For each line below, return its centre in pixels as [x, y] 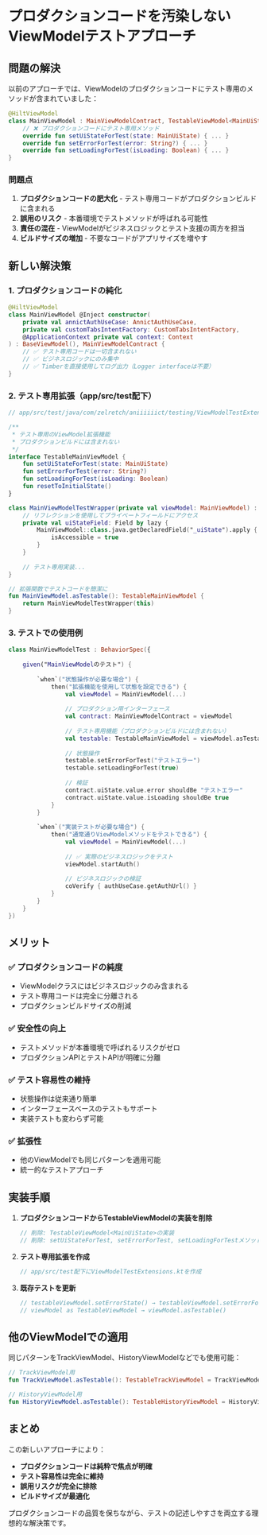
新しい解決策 [40, 266]
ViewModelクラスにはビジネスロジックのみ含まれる [104, 986]
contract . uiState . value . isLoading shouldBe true [147, 797]
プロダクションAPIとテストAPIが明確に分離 [90, 1057]
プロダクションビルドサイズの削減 [75, 1006]
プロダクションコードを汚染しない [120, 16]
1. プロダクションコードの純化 [65, 290]
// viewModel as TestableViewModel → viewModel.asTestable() [123, 1310]
